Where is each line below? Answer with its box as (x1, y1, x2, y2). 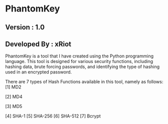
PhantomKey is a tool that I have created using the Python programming (5, 53, 154, 59)
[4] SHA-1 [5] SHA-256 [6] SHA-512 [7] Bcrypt (5, 113, 101, 119)
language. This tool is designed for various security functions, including (5, 58, 153, 64)
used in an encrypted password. (5, 69, 72, 75)
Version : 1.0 (5, 23, 45, 31)
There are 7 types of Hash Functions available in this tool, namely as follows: (5, 78, 163, 85)
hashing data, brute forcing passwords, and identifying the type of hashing (5, 63, 160, 70)
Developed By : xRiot (5, 39, 72, 48)
